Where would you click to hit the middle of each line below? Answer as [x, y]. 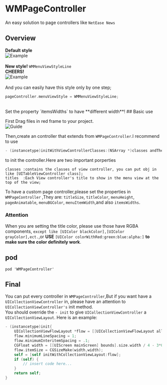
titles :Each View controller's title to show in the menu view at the [82, 178]
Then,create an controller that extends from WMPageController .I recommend [83, 136]
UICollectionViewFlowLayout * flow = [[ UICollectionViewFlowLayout [84, 332]
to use [12, 141]
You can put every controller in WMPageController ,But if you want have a [78, 296]
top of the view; [23, 182]
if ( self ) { [26, 359]
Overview [21, 38]
